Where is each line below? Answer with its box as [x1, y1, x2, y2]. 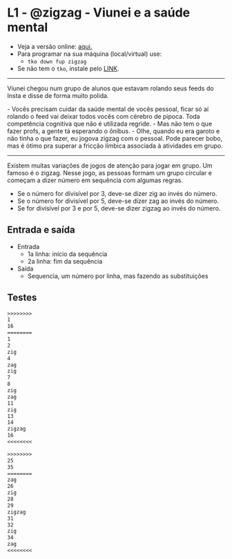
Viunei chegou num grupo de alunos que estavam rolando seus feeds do [7, 84, 214, 92]
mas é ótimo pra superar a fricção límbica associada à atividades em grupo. [7, 141, 223, 150]
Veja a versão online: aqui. [17, 42, 93, 50]
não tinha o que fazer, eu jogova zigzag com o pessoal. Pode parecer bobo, [7, 134, 223, 142]
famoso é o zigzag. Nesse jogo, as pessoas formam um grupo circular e [7, 168, 213, 177]
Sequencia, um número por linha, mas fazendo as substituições [27, 271, 209, 280]
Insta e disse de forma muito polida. [7, 91, 109, 99]
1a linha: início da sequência [27, 250, 108, 258]
